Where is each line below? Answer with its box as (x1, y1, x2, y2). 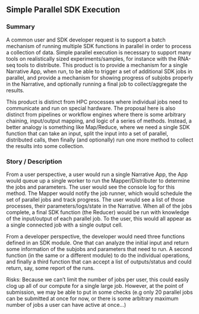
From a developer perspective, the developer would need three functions (6, 233, 185, 240)
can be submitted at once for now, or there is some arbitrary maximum (6, 294, 179, 302)
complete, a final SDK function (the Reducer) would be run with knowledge (6, 208, 189, 216)
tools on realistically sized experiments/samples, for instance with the (6, 55, 177, 62)
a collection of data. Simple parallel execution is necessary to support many (6, 49, 192, 56)
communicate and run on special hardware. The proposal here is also (6, 104, 176, 112)
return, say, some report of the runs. (6, 264, 95, 271)
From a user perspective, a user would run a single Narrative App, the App (6, 171, 188, 178)
